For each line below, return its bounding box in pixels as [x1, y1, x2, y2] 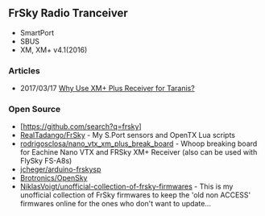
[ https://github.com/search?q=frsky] [19, 122, 143, 131]
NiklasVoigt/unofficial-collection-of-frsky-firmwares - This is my [19, 181, 234, 192]
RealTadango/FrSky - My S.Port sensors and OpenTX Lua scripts [19, 131, 236, 140]
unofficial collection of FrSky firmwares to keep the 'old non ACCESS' [19, 190, 251, 200]
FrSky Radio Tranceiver [8, 6, 129, 20]
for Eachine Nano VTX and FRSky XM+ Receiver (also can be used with [19, 147, 258, 157]
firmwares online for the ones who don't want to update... [19, 199, 212, 209]
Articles [8, 64, 40, 76]
